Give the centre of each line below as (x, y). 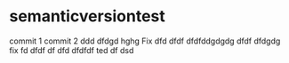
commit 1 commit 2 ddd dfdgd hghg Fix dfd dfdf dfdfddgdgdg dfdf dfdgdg (145, 41)
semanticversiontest (88, 16)
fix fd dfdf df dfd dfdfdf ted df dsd (72, 50)
